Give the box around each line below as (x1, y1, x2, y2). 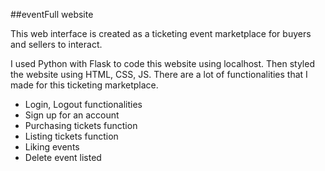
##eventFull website (10, 9, 94, 20)
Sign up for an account (24, 109, 120, 121)
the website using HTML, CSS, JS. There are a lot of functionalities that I (10, 69, 308, 80)
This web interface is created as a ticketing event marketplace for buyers (10, 28, 312, 39)
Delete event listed (24, 152, 102, 163)
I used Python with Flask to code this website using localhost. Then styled (10, 58, 315, 69)
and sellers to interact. (10, 39, 103, 50)
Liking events (24, 141, 80, 153)
